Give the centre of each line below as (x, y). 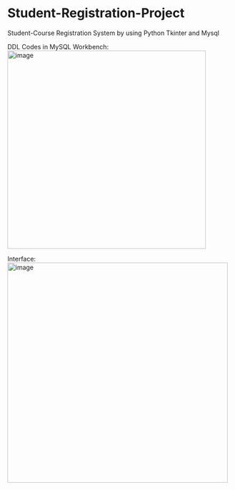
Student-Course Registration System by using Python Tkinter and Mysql (114, 33)
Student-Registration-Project (96, 13)
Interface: (22, 259)
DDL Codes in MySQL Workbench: (58, 46)
